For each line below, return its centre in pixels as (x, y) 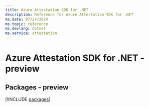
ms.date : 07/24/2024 (27, 19)
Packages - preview (37, 87)
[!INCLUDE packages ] (28, 99)
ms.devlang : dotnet (26, 29)
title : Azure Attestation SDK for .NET (47, 10)
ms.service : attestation (31, 33)
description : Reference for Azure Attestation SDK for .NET (69, 15)
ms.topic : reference (27, 24)
